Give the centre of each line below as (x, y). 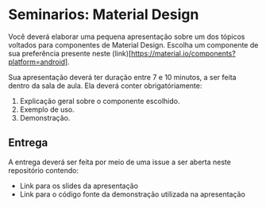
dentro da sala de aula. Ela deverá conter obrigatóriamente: (105, 86)
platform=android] (38, 62)
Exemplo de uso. (47, 109)
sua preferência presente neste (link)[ (70, 53)
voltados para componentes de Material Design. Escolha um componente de (133, 44)
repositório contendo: (44, 170)
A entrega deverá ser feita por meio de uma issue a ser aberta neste (120, 162)
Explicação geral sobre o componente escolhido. (100, 101)
